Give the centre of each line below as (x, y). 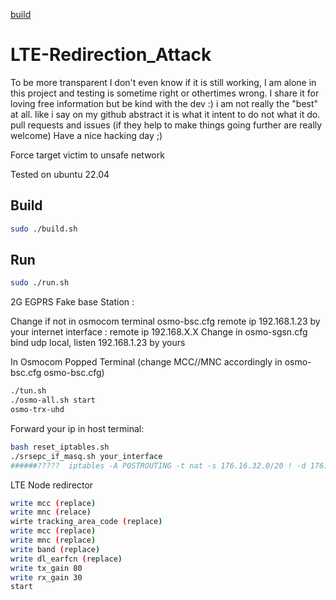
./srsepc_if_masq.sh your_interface (86, 456)
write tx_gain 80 (46, 568)
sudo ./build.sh (44, 229)
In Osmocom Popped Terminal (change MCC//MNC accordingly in (146, 362)
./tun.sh (28, 391)
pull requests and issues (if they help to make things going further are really (166, 125)
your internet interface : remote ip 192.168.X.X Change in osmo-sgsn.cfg (159, 332)
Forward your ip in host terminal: (77, 428)
